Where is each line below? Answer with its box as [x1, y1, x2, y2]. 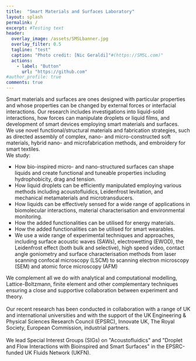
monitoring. [14, 213, 43, 220]
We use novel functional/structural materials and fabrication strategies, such [6, 127, 190, 134]
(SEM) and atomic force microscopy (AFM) [14, 263, 118, 270]
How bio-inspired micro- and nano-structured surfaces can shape [14, 163, 174, 170]
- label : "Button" [16, 63, 61, 69]
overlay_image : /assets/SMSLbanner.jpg [11, 36, 109, 42]
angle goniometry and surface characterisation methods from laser [14, 251, 177, 257]
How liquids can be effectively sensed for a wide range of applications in [14, 201, 190, 207]
